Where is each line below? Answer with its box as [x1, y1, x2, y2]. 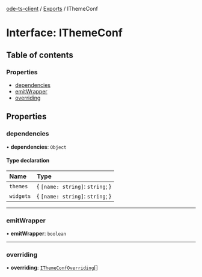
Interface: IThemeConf [6, 26, 123, 40]
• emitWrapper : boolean [6, 230, 67, 237]
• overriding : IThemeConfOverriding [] [6, 264, 98, 272]
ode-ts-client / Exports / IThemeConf [6, 5, 98, 12]
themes [9, 183, 28, 189]
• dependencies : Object [6, 143, 67, 150]
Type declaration [6, 157, 50, 164]
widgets [9, 192, 31, 200]
